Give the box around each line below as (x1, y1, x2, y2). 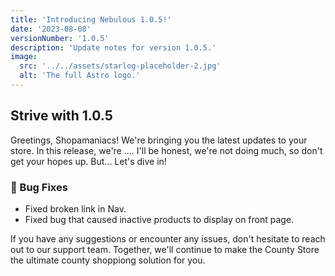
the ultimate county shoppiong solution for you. (10, 254, 206, 266)
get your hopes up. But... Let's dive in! (10, 155, 167, 167)
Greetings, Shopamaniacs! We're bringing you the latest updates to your (10, 134, 308, 146)
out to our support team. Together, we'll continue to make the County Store (10, 243, 320, 255)
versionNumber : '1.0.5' (10, 33, 110, 43)
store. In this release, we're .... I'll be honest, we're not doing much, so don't (10, 144, 323, 156)
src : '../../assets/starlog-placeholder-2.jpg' (19, 61, 222, 71)
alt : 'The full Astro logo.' (19, 71, 141, 81)
